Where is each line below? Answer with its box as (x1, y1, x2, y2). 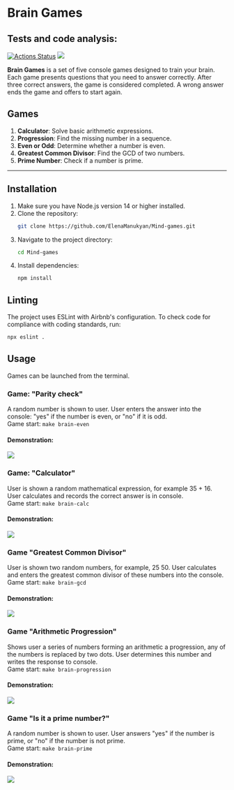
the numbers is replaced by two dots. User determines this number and (7, 650, 212, 658)
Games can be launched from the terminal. (7, 372, 130, 380)
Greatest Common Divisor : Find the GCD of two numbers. (17, 149, 185, 157)
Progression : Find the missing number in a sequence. (17, 134, 172, 142)
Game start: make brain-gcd (7, 578, 86, 587)
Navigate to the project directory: (17, 235, 113, 244)
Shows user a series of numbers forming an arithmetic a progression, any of (7, 643, 226, 651)
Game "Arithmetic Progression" (7, 627, 117, 636)
